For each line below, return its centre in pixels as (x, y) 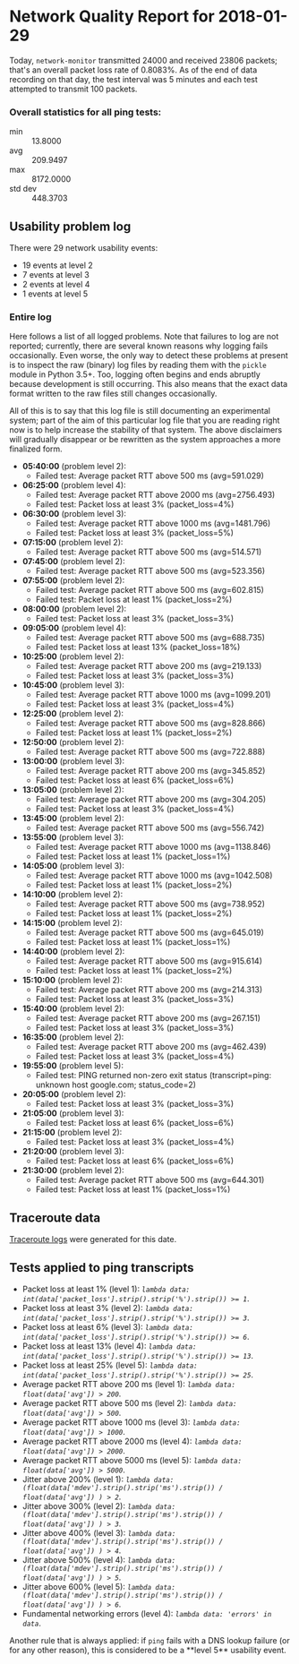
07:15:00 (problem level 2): (73, 543)
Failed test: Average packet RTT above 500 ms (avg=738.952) (150, 904)
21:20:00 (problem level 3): (73, 1152)
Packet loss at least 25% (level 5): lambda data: (110, 1365)
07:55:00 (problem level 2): (73, 580)
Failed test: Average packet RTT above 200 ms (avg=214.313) (149, 990)
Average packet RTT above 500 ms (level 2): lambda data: (129, 1402)
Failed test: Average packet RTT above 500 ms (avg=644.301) (150, 1180)
